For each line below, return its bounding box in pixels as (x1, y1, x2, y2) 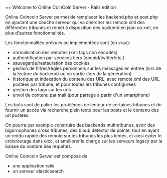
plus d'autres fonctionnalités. (5, 30, 65, 36)
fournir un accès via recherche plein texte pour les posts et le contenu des (5, 107, 159, 113)
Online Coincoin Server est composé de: (5, 153, 89, 159)
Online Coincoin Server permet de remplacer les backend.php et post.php (5, 14, 158, 20)
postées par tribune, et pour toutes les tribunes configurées (12, 81, 136, 87)
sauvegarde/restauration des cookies (12, 60, 90, 66)
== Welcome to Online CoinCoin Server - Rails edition (5, 5, 116, 10)
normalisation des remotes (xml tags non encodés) (12, 50, 118, 55)
